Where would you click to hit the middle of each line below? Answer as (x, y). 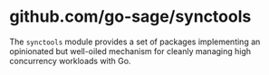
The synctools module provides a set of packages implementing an (135, 42)
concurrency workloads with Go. (70, 61)
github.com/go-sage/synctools (130, 17)
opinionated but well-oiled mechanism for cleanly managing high (130, 51)
